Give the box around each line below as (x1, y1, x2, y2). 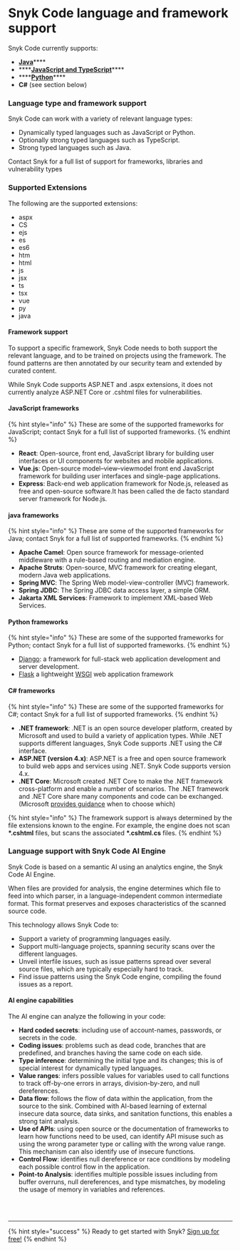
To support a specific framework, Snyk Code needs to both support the (8, 343, 218, 352)
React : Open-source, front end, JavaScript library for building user (18, 448, 214, 458)
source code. (8, 907, 47, 915)
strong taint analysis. (18, 1117, 80, 1126)
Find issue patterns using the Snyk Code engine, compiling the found (18, 972, 221, 981)
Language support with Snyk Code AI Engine (8, 846, 166, 856)
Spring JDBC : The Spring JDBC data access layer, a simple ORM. (18, 586, 211, 595)
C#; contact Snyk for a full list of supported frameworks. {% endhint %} (8, 710, 219, 718)
